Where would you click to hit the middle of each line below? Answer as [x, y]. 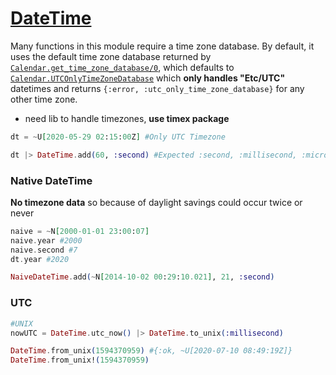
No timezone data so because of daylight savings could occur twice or [156, 202]
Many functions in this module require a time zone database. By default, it [162, 46]
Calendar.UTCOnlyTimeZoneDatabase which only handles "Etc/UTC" [148, 78]
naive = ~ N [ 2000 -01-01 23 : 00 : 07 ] [80, 231]
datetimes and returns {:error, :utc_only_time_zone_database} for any [157, 88]
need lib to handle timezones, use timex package [127, 118]
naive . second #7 [44, 250]
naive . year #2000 [46, 240]
